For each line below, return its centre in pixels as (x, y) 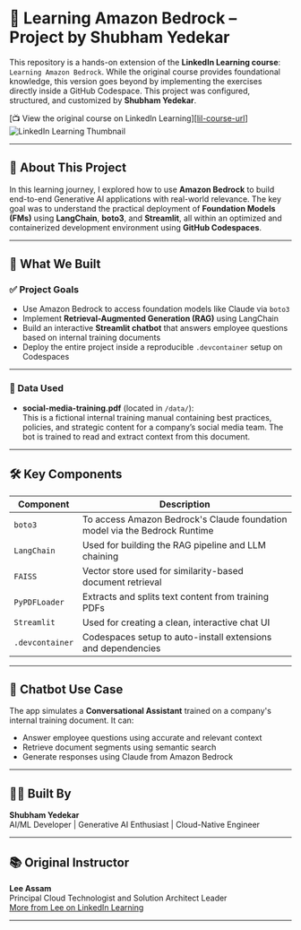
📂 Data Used (37, 388)
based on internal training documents (91, 338)
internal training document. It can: (72, 720)
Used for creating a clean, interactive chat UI (176, 622)
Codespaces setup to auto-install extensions (177, 637)
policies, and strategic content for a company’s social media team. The (153, 427)
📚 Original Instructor (69, 862)
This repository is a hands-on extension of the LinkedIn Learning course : (145, 62)
